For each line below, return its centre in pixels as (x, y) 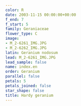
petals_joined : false (28, 86)
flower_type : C (21, 34)
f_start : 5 (17, 24)
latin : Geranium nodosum (32, 52)
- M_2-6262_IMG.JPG (26, 48)
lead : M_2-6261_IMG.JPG (31, 57)
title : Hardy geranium (29, 95)
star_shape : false (25, 90)
